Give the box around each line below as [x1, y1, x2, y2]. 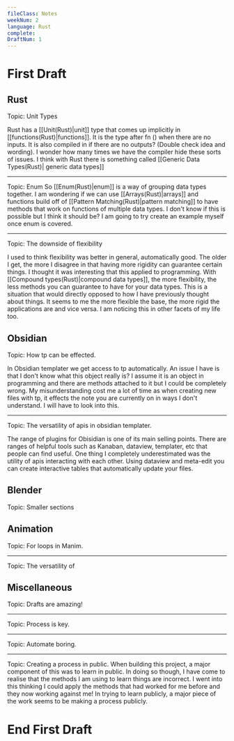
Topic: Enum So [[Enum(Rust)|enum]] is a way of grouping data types [7, 182, 207, 191]
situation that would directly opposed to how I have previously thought [7, 290, 210, 298]
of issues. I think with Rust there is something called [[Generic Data [7, 155, 201, 164]
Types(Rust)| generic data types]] [7, 163, 104, 171]
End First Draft [7, 722, 93, 738]
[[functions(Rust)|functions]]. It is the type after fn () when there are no [7, 133, 211, 141]
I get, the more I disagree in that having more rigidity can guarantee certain [7, 260, 223, 269]
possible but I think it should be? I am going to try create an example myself [7, 212, 224, 221]
